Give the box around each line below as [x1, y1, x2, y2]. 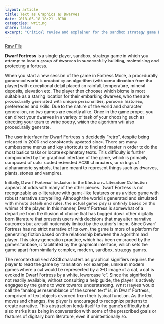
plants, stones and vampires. [5, 170, 63, 176]
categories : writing [5, 20, 47, 26]
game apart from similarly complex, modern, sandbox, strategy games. [5, 247, 148, 253]
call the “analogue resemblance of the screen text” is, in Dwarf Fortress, [5, 287, 150, 293]
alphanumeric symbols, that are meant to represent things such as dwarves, [5, 165, 158, 171]
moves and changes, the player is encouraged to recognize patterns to [5, 298, 148, 304]
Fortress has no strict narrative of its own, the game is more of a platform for [5, 226, 159, 232]
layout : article [5, 7, 38, 12]
